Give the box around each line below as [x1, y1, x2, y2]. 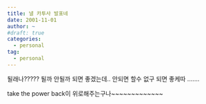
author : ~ [7, 23, 36, 30]
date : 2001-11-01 [7, 17, 57, 23]
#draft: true [7, 29, 45, 37]
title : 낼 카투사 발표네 [7, 10, 69, 17]
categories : [7, 36, 41, 43]
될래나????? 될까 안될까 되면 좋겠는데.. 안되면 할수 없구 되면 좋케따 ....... [7, 74, 200, 83]
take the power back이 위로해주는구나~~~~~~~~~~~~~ [7, 89, 163, 97]
